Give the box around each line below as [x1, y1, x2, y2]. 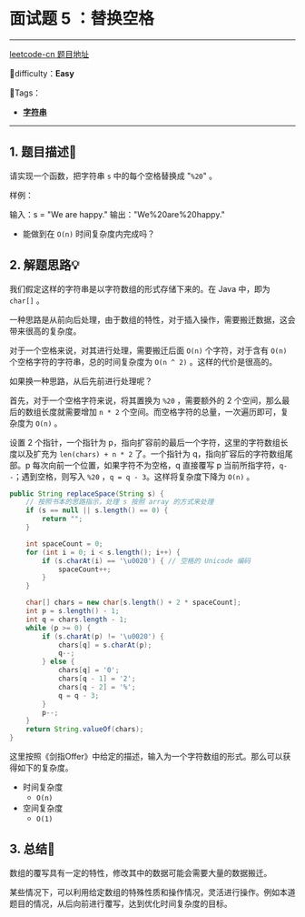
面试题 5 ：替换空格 [9, 8, 154, 29]
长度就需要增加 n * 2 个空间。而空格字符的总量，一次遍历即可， [40, 406, 281, 417]
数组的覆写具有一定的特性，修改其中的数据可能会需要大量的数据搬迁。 [9, 867, 272, 878]
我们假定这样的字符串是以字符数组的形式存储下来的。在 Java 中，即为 [9, 283, 271, 294]
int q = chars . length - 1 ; [25, 615, 128, 624]
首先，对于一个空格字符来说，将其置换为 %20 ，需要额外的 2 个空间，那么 [9, 395, 282, 406]
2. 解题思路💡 [9, 257, 80, 273]
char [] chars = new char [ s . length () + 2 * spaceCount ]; [25, 598, 242, 608]
